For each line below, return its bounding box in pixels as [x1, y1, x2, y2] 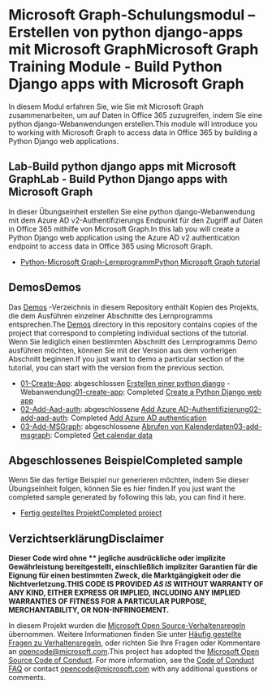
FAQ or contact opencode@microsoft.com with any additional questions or [8, 664, 258, 674]
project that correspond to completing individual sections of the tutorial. [8, 327, 249, 338]
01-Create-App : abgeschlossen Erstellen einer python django [19, 378, 226, 388]
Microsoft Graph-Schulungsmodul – [8, 6, 256, 24]
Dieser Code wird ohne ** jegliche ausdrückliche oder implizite [8, 553, 226, 563]
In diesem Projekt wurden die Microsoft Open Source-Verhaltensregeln [8, 621, 246, 630]
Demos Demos [8, 280, 81, 294]
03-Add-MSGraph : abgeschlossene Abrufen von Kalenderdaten [19, 421, 234, 431]
